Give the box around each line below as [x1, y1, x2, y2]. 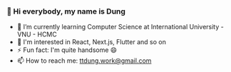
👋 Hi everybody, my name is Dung [6, 6, 126, 16]
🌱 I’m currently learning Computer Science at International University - [16, 23, 224, 31]
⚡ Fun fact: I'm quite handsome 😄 [16, 46, 118, 54]
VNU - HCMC [16, 30, 58, 38]
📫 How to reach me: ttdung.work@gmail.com [16, 56, 152, 65]
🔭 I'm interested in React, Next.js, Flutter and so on [16, 38, 167, 46]
